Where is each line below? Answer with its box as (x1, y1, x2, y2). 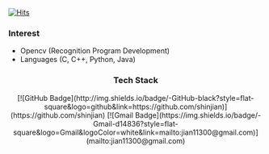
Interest (8, 27, 40, 39)
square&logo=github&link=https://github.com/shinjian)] (44, 102, 228, 111)
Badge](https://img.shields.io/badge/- (134, 110, 261, 120)
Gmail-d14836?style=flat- (92, 119, 179, 128)
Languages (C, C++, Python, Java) (19, 55, 136, 65)
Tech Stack (112, 75, 159, 86)
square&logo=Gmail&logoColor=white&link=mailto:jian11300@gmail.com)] (13, 127, 258, 137)
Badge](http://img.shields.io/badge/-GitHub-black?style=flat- (49, 93, 254, 102)
